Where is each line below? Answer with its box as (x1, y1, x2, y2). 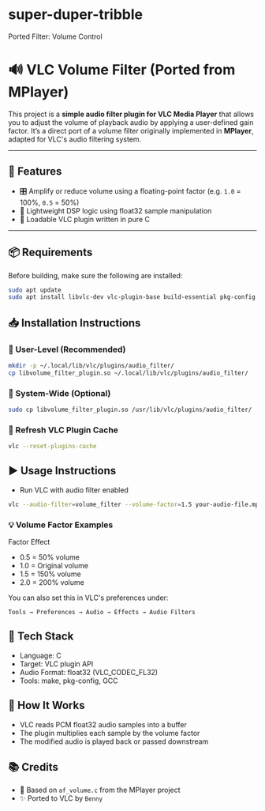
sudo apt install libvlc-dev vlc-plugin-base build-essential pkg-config (8, 293, 256, 301)
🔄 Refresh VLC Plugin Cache (8, 424, 118, 436)
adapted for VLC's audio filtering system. (8, 134, 142, 144)
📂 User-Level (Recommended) (8, 344, 126, 355)
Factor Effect (8, 538, 50, 547)
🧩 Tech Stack (8, 630, 74, 643)
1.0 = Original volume (19, 561, 89, 571)
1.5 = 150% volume (19, 569, 81, 579)
